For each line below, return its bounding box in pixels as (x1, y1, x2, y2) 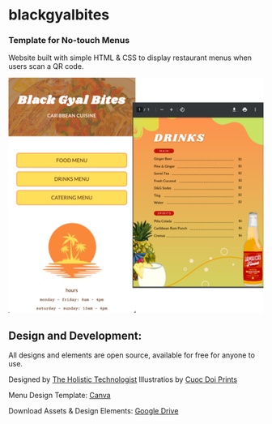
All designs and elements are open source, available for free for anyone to (8, 350, 255, 360)
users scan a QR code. (8, 62, 84, 71)
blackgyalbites (8, 6, 110, 24)
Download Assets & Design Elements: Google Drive (8, 405, 179, 415)
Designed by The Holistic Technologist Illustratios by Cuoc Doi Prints (8, 375, 237, 384)
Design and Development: (8, 328, 142, 342)
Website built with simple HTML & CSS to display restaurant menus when (8, 53, 253, 62)
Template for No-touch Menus (8, 35, 130, 46)
